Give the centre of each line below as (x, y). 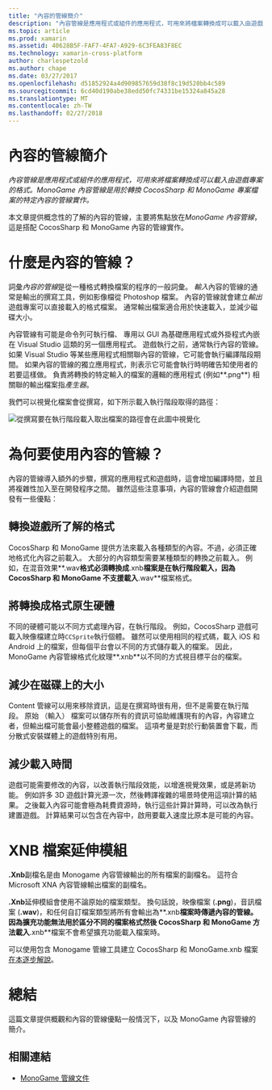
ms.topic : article (39, 31)
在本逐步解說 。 (33, 959)
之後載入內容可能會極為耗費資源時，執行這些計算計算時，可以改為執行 (141, 805)
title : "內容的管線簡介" (46, 16)
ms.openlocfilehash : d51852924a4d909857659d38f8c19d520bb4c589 (117, 83)
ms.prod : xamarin (38, 38)
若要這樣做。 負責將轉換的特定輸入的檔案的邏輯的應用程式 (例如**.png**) (130, 374)
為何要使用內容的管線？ (86, 455)
